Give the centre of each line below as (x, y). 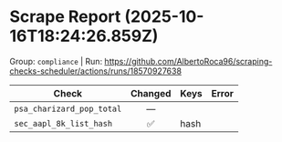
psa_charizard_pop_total (68, 108)
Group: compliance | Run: (56, 61)
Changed (151, 93)
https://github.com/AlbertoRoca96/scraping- (188, 61)
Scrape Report (65, 17)
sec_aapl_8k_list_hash (63, 123)
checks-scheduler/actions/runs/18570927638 (96, 71)
